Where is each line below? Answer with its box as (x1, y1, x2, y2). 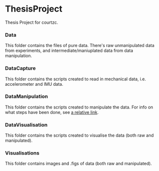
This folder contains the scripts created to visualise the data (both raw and (5, 132, 154, 139)
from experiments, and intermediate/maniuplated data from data (5, 47, 133, 54)
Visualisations (5, 150, 40, 156)
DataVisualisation (5, 121, 48, 128)
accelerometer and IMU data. (5, 81, 64, 87)
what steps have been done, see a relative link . (5, 109, 99, 115)
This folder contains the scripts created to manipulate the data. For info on (5, 104, 154, 110)
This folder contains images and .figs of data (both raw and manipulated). (5, 161, 152, 167)
